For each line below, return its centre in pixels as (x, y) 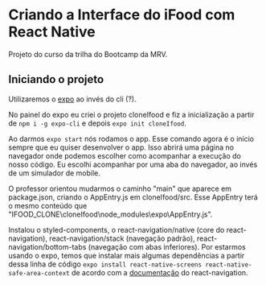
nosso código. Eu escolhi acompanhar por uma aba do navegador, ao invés (133, 164)
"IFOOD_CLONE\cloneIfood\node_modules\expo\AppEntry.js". (110, 214)
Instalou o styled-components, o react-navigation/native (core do (117, 229)
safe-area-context (39, 273)
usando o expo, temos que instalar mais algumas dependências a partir (127, 255)
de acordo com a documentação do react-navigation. (160, 272)
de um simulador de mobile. (54, 173)
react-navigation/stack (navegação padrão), (122, 238)
